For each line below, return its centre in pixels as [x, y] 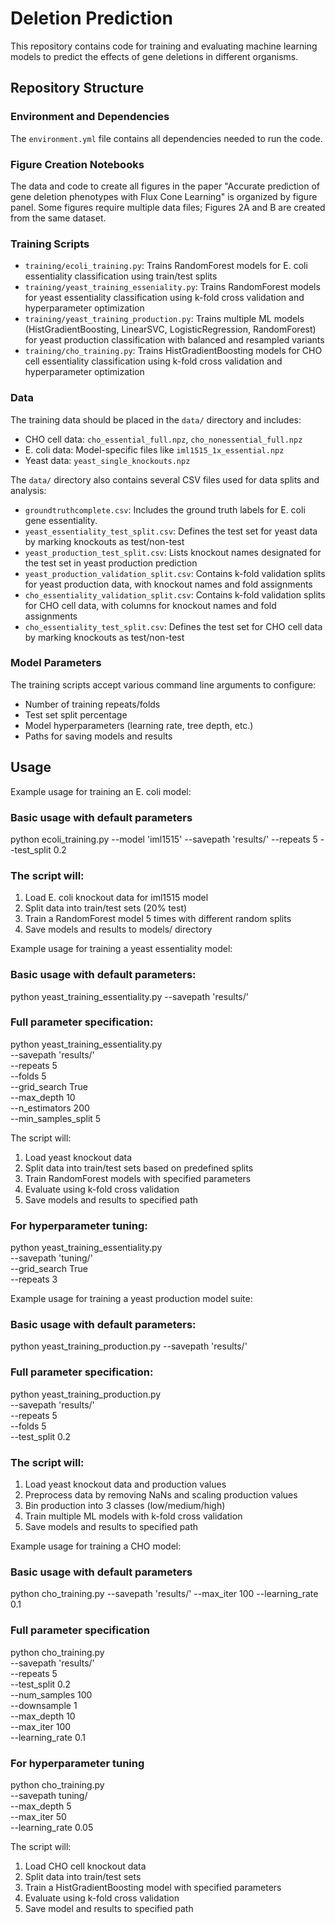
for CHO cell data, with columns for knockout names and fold [150, 605]
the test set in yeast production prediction [111, 563]
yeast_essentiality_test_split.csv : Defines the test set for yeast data [171, 531]
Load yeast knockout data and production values [125, 1484]
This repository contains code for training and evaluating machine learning [164, 46]
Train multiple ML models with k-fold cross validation [133, 1516]
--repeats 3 [34, 1279]
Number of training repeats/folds [92, 704]
